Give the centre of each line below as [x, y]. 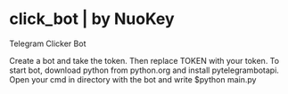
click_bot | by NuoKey [92, 19]
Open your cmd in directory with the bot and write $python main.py [133, 79]
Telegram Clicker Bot [48, 43]
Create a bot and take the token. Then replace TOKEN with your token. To [144, 60]
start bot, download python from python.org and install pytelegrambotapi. [144, 70]
